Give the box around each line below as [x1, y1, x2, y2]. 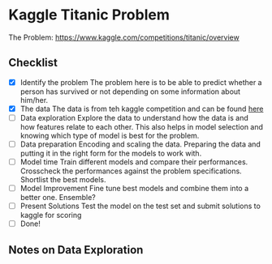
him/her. [19, 95, 49, 104]
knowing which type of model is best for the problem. [19, 130, 200, 140]
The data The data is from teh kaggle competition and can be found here [19, 104, 264, 113]
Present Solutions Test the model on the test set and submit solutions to [19, 201, 261, 211]
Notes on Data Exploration [8, 243, 144, 257]
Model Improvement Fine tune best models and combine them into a [19, 184, 249, 194]
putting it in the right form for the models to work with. [19, 148, 202, 158]
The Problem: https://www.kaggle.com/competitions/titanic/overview [8, 32, 240, 42]
